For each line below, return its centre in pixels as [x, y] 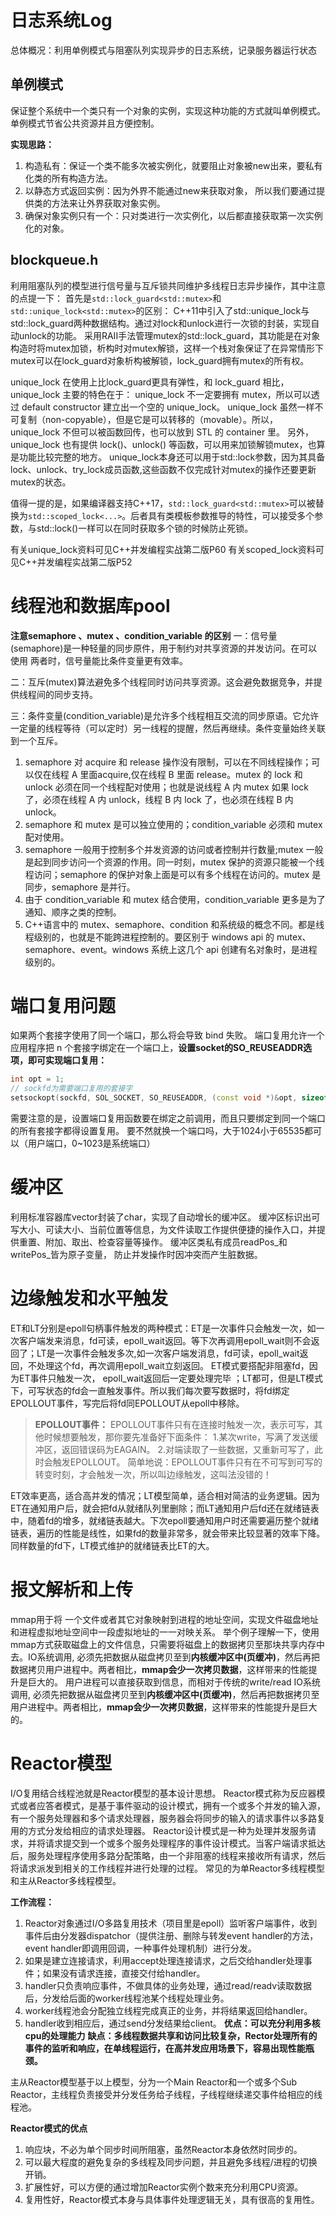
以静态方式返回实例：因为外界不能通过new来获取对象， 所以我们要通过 [170, 190]
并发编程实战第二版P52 [84, 562]
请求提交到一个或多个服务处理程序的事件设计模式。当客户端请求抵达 [185, 1843]
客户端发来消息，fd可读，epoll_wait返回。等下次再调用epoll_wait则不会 [165, 1340]
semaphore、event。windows [87, 949]
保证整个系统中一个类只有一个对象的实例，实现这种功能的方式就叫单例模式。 [168, 110]
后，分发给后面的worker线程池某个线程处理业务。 [127, 1998]
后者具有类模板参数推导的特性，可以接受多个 [222, 515]
